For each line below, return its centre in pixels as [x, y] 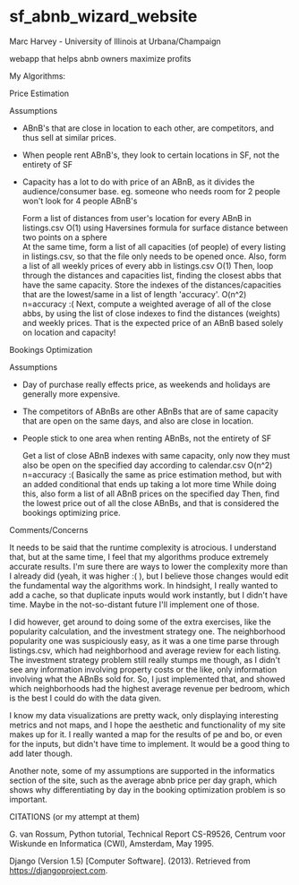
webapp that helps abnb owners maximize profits [100, 58]
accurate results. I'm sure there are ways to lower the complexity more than [149, 566]
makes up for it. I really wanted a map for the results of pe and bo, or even [146, 734]
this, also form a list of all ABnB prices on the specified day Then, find [151, 494]
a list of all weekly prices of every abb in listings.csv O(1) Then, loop [148, 265]
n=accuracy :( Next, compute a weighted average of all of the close [146, 304]
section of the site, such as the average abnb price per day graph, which [143, 780]
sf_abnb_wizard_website [103, 17]
